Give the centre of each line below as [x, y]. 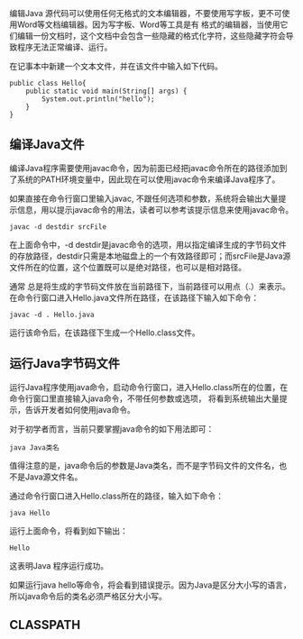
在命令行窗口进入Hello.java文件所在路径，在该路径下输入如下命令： [134, 297]
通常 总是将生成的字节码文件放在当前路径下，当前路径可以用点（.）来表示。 [150, 286]
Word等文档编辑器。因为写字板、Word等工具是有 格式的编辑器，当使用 [149, 24]
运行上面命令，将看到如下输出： [69, 531]
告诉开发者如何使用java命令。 [80, 409]
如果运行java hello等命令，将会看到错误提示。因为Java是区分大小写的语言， [150, 585]
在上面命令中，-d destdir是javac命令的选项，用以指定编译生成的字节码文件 [148, 244]
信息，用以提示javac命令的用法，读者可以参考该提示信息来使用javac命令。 [155, 209]
